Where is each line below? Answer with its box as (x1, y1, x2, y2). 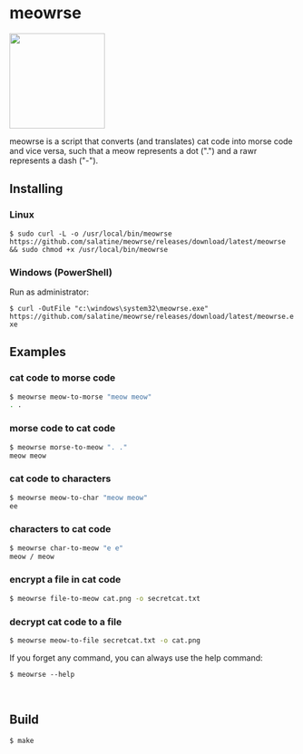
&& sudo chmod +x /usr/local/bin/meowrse (9, 245, 169, 254)
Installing (9, 181, 64, 197)
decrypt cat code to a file (9, 615, 122, 628)
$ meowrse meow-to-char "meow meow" (9, 493, 148, 502)
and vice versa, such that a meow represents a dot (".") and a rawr (9, 145, 258, 156)
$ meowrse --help (9, 670, 75, 679)
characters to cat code (9, 523, 112, 536)
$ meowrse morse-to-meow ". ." (9, 442, 128, 451)
